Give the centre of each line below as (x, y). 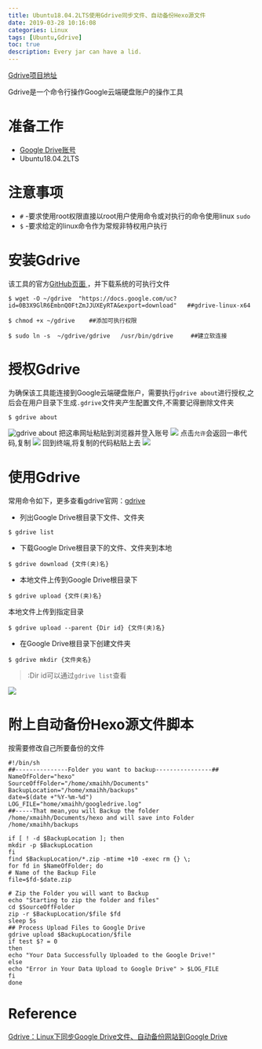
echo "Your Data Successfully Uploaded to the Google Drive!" (112, 955)
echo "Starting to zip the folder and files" (84, 900)
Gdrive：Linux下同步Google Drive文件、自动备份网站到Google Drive (118, 1036)
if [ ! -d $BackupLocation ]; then (66, 838)
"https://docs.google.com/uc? (127, 298)
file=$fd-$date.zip (40, 879)
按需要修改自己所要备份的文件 (56, 747)
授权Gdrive (44, 369)
